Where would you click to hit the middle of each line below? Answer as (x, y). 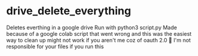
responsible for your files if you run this (55, 46)
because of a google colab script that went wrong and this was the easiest (99, 33)
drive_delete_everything (69, 11)
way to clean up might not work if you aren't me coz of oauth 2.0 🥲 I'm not (99, 40)
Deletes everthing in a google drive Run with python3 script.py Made (92, 27)
